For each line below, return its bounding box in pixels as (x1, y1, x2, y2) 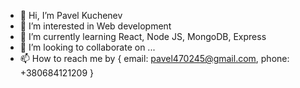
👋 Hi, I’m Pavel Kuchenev (19, 10, 123, 21)
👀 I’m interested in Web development (19, 20, 172, 32)
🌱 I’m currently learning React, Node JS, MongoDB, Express (19, 31, 267, 42)
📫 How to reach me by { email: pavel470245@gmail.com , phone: (19, 53, 290, 64)
